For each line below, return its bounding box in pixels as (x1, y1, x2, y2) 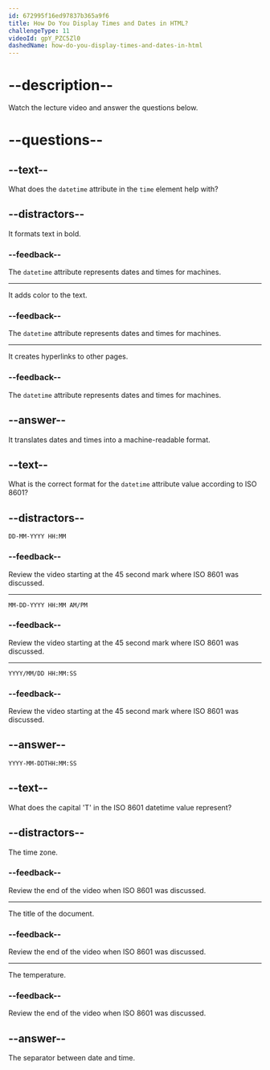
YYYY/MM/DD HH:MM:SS (8, 669, 78, 678)
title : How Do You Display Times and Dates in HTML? (8, 19, 189, 27)
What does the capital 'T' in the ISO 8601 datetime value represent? (8, 802, 232, 812)
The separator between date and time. (8, 1053, 136, 1063)
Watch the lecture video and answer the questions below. (8, 103, 198, 113)
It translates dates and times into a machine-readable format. (8, 435, 211, 445)
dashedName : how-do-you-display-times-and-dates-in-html (8, 42, 203, 50)
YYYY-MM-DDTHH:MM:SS (8, 759, 78, 768)
